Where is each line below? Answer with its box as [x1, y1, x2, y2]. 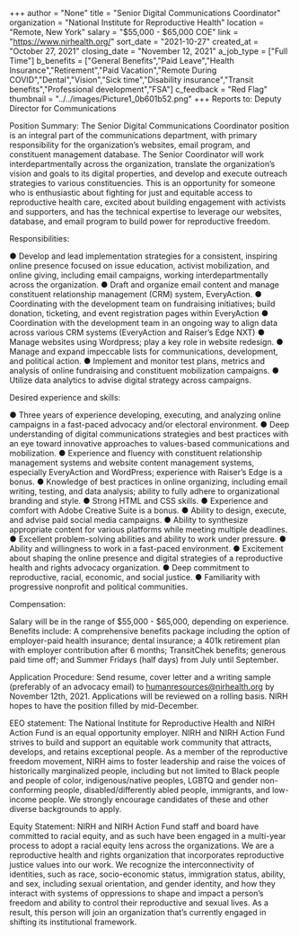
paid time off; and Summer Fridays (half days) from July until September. [9, 655, 279, 665]
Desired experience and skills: [9, 393, 121, 402]
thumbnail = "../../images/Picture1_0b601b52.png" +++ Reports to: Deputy [9, 93, 282, 104]
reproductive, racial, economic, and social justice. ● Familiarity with [9, 572, 260, 582]
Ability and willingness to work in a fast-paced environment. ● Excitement [9, 543, 285, 553]
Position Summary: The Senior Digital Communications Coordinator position [9, 120, 290, 131]
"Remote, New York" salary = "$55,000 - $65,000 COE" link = [9, 27, 239, 37]
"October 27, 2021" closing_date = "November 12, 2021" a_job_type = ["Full [9, 46, 288, 57]
